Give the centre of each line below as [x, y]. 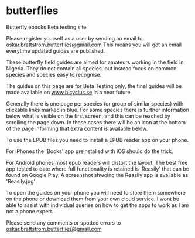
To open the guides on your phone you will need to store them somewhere [96, 192]
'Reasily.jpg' [21, 181]
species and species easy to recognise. [54, 74]
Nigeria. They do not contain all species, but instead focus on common [91, 68]
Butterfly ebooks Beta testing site [46, 27]
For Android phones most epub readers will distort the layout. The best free [97, 162]
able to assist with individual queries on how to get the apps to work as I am [97, 205]
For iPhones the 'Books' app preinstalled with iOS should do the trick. [90, 151]
